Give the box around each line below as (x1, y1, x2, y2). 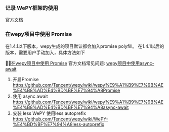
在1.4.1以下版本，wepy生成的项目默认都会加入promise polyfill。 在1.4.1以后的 (5, 43, 164, 49)
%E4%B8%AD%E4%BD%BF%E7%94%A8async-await (12, 104, 129, 110)
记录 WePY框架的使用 (5, 4, 58, 11)
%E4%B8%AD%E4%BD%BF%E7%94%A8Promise (12, 87, 120, 93)
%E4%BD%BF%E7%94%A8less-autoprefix (12, 121, 105, 127)
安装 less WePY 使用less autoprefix (12, 110, 86, 116)
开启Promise (12, 76, 39, 82)
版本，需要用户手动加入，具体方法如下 (5, 49, 85, 55)
